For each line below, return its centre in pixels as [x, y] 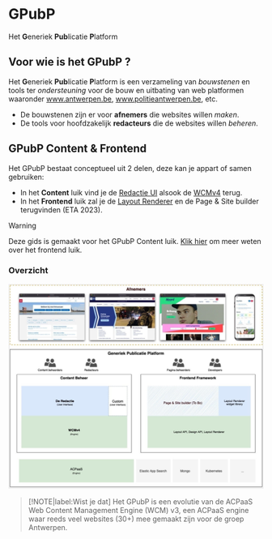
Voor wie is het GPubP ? [70, 62]
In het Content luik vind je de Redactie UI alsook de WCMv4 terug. [131, 192]
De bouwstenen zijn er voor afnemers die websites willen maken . [130, 114]
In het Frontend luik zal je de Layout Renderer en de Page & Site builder [139, 201]
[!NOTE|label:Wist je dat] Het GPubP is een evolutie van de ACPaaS [140, 501]
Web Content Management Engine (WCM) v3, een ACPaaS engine [138, 510]
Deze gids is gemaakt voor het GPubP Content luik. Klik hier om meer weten [135, 241]
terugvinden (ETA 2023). [61, 210]
